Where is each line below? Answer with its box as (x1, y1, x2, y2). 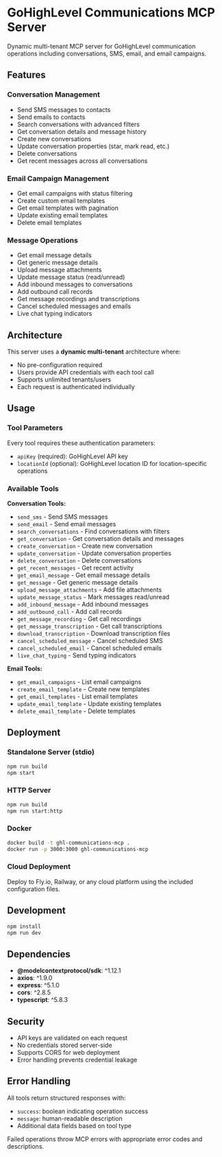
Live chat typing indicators (16, 309, 92, 318)
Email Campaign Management (7, 174, 110, 183)
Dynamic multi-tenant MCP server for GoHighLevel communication (7, 42, 196, 50)
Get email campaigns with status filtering (16, 189, 133, 197)
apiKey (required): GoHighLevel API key (16, 452, 128, 460)
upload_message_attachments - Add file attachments (16, 585, 162, 594)
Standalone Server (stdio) (7, 747, 95, 757)
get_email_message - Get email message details (16, 571, 151, 579)
